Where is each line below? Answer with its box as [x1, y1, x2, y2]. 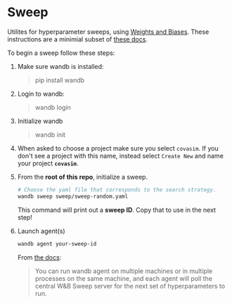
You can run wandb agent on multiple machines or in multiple [34, 267, 213, 275]
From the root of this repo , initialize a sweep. [17, 172, 148, 181]
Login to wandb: [17, 89, 65, 98]
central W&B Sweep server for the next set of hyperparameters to [34, 281, 226, 290]
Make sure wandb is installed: [17, 62, 104, 70]
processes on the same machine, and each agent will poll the [34, 274, 213, 282]
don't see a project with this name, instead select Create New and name [17, 151, 224, 160]
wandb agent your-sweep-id [17, 240, 97, 247]
